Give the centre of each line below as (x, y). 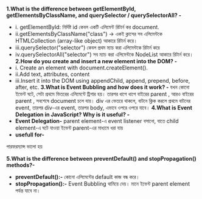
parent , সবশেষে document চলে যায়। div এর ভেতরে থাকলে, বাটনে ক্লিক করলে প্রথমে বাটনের (103, 101)
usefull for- (30, 134)
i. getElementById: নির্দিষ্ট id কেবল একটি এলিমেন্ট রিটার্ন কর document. (87, 27)
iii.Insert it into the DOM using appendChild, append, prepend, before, (103, 81)
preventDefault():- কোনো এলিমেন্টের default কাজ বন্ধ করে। (77, 177)
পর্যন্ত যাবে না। (28, 190)
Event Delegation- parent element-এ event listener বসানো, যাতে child (97, 121)
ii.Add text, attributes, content (52, 74)
